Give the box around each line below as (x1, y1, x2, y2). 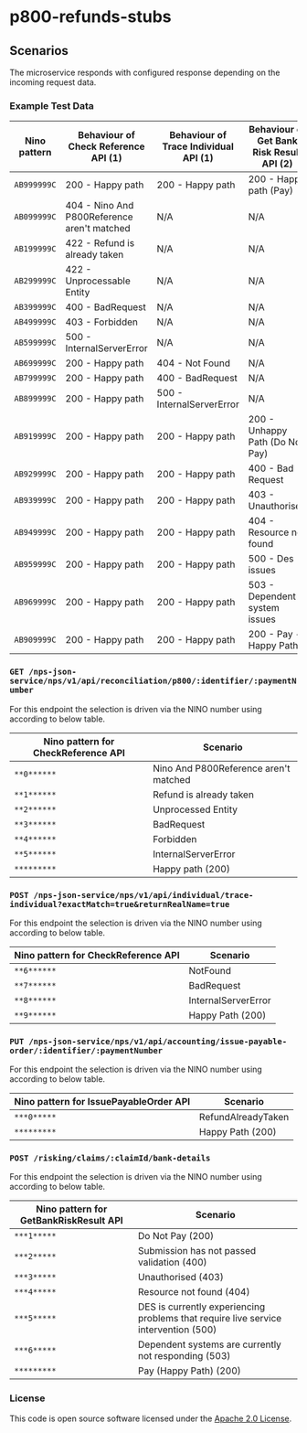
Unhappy (248, 424, 288, 437)
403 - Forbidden (65, 315, 139, 328)
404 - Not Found (156, 357, 231, 369)
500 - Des (248, 552, 294, 565)
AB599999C (14, 337, 57, 348)
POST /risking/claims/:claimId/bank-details (9, 1153, 211, 1163)
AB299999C (14, 276, 57, 286)
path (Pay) (248, 185, 294, 198)
